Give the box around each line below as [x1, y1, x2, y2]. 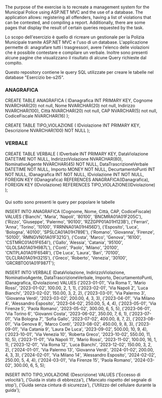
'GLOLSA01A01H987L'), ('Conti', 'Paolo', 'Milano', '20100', [5, 245, 119, 250]
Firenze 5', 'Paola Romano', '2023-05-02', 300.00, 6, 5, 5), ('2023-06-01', [5, 305, 151, 311]
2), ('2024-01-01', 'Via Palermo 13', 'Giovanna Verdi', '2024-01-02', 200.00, [5, 347, 154, 352]
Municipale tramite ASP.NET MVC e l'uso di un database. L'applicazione [5, 39, 148, 45]
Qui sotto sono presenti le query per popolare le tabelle [5, 199, 115, 205]
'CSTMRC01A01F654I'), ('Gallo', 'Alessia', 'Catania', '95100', [5, 239, 123, 245]
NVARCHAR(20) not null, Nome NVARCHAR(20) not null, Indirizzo [5, 103, 135, 109]
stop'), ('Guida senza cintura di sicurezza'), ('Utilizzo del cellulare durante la [5, 382, 156, 388]
